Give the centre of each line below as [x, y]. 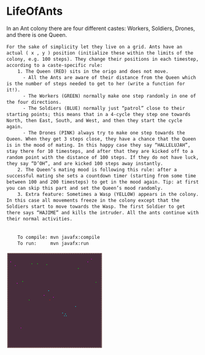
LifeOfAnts [35, 11]
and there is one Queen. [37, 34]
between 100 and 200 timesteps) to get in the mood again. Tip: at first [103, 182]
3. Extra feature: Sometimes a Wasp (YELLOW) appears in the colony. [108, 194]
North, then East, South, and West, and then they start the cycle [95, 120]
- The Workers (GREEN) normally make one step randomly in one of [109, 96]
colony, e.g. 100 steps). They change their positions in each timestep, [103, 59]
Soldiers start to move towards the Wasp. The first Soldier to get [96, 206]
